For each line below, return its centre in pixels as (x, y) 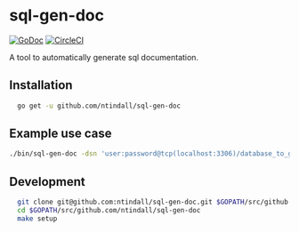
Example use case (61, 134)
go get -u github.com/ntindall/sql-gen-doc (99, 106)
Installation (41, 85)
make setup (37, 219)
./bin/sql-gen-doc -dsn (53, 154)
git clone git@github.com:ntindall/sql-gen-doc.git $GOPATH (131, 202)
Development (48, 182)
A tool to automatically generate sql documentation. (104, 57)
